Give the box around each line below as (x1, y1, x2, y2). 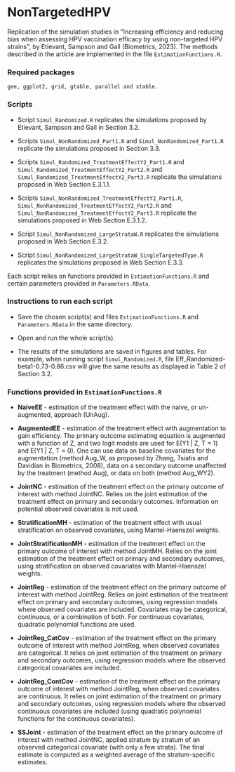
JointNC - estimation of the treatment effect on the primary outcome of (17, 482, 224, 491)
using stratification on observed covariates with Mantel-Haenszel (17, 562, 207, 571)
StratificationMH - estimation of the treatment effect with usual (17, 519, 202, 527)
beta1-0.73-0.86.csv (17, 362, 76, 371)
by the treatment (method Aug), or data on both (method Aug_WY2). (17, 469, 215, 477)
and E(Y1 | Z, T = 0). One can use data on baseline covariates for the (17, 446, 216, 455)
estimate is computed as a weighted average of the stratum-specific (17, 750, 215, 759)
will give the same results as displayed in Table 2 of (77, 362, 227, 371)
